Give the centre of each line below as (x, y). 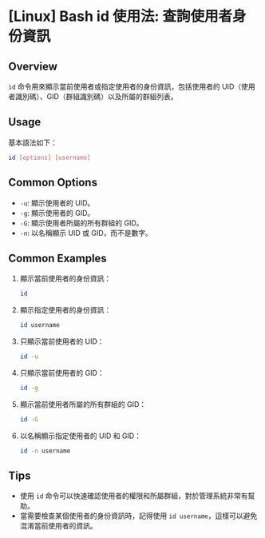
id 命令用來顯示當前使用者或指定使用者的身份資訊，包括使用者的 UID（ (125, 86)
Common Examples (58, 258)
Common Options (53, 183)
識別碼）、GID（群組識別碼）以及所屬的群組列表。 (96, 96)
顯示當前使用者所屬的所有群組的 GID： (83, 404)
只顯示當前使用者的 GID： (62, 373)
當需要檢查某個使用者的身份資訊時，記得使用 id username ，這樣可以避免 (138, 516)
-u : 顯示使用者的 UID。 (57, 203)
